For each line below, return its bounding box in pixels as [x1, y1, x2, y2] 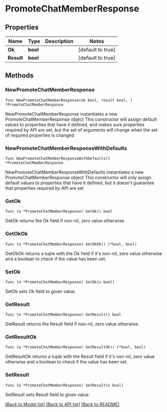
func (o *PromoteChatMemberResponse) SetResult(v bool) [5, 382, 124, 388]
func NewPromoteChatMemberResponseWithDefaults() [5, 156, 111, 161]
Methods [5, 71, 34, 80]
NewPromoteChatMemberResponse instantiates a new [5, 111, 118, 117]
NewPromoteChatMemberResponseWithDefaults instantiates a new [5, 169, 144, 175]
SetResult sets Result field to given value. [5, 391, 90, 397]
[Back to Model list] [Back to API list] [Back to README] [5, 401, 120, 407]
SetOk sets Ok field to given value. [5, 288, 76, 294]
